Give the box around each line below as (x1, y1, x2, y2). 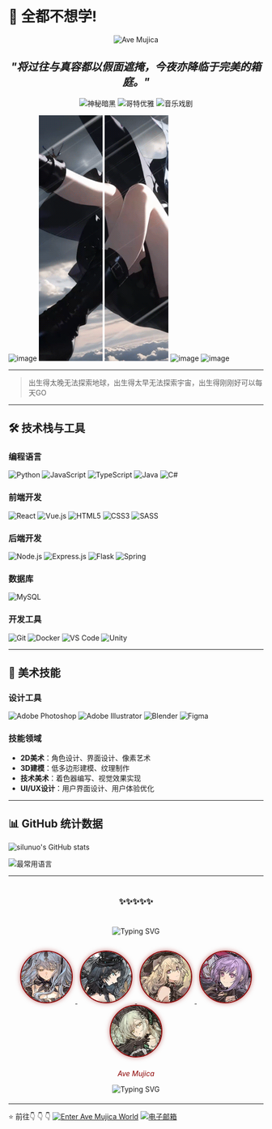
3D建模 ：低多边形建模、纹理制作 (19, 763, 130, 772)
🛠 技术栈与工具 (8, 421, 86, 435)
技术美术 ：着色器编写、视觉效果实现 (19, 773, 142, 783)
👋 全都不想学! (8, 7, 97, 26)
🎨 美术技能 (8, 666, 61, 680)
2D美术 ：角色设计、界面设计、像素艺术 (19, 753, 151, 763)
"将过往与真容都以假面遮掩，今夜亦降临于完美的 (11, 60, 251, 74)
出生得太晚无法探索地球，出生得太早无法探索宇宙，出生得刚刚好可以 (28, 378, 256, 387)
